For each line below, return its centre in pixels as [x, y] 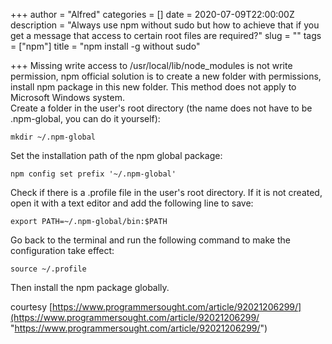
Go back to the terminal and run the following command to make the [150, 240]
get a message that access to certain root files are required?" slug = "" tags [166, 35]
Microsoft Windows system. [67, 97]
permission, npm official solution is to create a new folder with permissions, [166, 76]
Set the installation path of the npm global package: [116, 155]
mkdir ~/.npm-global [53, 137]
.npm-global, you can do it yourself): [85, 118]
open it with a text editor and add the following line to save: [132, 203]
